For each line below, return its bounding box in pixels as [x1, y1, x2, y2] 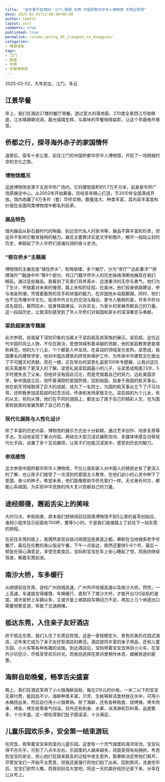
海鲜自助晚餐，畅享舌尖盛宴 [5, 673, 89, 681]
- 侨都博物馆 [5, 67, 28, 72]
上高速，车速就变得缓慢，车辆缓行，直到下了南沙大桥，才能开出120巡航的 [5, 590, 155, 597]
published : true [5, 30, 38, 35]
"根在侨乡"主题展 [5, 254, 46, 261]
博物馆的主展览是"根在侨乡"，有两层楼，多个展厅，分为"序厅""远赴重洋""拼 [5, 266, 157, 272]
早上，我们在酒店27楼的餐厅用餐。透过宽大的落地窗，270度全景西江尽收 [5, 110, 151, 116]
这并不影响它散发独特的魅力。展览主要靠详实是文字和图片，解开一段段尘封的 [5, 234, 160, 240]
